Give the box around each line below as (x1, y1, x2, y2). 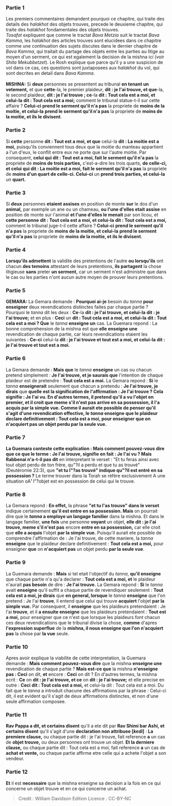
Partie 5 (6, 287, 26, 294)
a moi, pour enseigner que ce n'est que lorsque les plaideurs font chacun (6, 614, 160, 620)
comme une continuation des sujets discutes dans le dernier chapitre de (6, 43, 158, 49)
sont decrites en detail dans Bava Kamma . (6, 70, 95, 76)
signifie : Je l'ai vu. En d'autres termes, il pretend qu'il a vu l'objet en (6, 394, 154, 400)
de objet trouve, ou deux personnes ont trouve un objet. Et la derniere (6, 739, 155, 746)
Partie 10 (6, 643, 29, 650)
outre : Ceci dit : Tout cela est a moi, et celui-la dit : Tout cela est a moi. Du (6, 682, 164, 688)
